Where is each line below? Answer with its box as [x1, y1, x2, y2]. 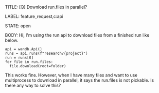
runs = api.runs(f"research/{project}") [5, 51, 88, 56]
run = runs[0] [5, 55, 34, 60]
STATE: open [5, 23, 31, 29]
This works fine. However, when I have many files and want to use [5, 72, 138, 78]
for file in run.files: [5, 60, 53, 64]
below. [5, 37, 18, 43]
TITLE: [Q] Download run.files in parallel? [5, 4, 88, 10]
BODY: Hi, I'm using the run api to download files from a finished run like [5, 32, 150, 38]
